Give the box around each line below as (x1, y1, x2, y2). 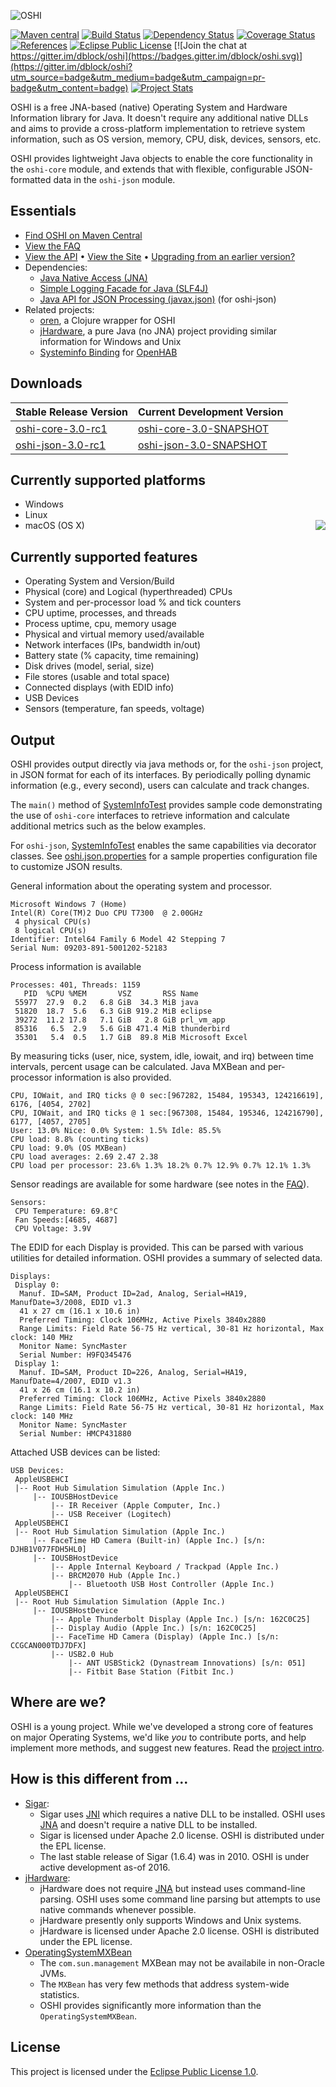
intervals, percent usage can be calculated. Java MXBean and (10, 1061, 266, 1073)
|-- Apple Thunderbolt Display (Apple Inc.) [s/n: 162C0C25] (50, 1615, 311, 1625)
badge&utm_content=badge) (10, 82, 129, 94)
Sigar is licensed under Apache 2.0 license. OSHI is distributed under (39, 1829, 325, 1841)
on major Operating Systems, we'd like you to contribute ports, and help (10, 1731, 307, 1743)
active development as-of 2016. (39, 1861, 171, 1873)
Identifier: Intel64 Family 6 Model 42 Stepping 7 (10, 935, 226, 945)
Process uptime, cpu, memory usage (24, 618, 177, 630)
